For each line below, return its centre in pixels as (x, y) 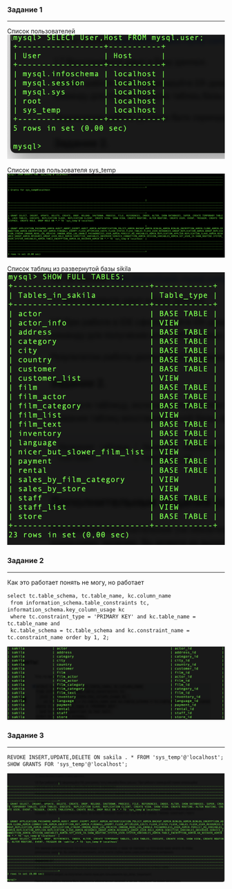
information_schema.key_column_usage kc (66, 610)
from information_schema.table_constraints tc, (80, 603)
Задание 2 (26, 561)
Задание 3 (26, 735)
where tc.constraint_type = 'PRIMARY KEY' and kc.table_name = (103, 617)
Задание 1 (25, 10)
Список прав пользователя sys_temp (61, 170)
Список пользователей (41, 31)
